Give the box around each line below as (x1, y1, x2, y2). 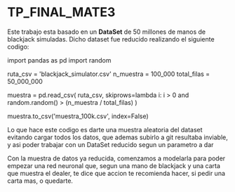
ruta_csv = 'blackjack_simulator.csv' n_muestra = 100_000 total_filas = (7, 70, 210, 78)
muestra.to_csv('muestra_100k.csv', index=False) (7, 112, 149, 120)
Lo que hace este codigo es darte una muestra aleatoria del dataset (7, 125, 203, 134)
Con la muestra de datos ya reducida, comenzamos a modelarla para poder (7, 154, 226, 162)
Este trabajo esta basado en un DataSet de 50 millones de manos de (7, 27, 206, 36)
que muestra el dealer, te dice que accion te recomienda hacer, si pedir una (7, 169, 226, 177)
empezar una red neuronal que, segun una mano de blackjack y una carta (7, 161, 221, 169)
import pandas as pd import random (7, 56, 112, 64)
